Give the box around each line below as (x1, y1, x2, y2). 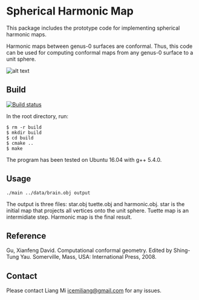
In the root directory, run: (6, 112, 68, 119)
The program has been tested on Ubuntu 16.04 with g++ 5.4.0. (6, 156, 162, 163)
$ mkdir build (6, 129, 42, 136)
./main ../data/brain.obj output (6, 190, 91, 196)
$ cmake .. (6, 140, 34, 146)
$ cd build (6, 135, 34, 141)
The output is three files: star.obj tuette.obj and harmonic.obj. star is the (6, 200, 185, 207)
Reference (6, 230, 47, 241)
